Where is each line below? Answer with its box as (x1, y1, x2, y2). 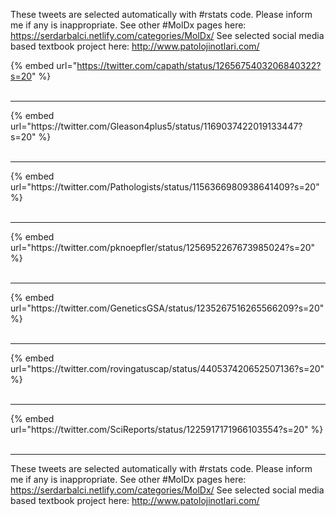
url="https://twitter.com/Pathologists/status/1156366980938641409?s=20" (10, 181, 320, 193)
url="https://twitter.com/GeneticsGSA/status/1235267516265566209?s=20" (10, 302, 325, 314)
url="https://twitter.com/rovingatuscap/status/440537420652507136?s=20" (10, 363, 325, 374)
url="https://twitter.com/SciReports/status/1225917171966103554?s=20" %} (10, 424, 324, 435)
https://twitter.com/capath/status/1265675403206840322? (76, 60, 322, 71)
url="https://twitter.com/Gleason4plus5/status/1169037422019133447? (10, 120, 303, 132)
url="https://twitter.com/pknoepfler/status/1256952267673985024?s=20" (10, 242, 316, 253)
